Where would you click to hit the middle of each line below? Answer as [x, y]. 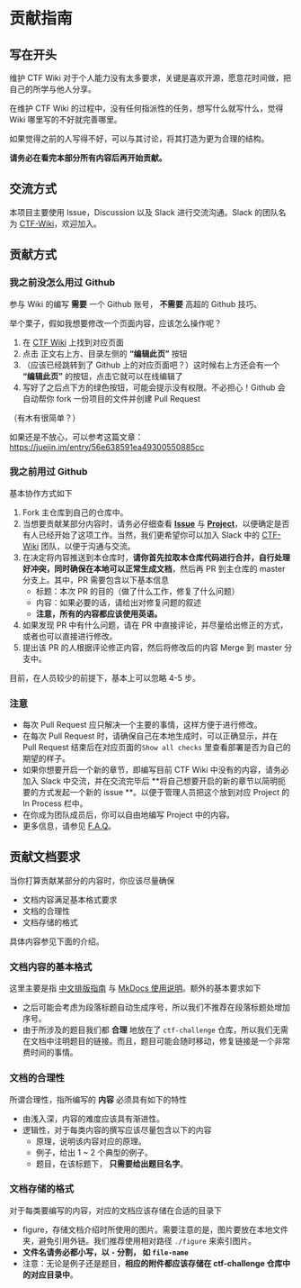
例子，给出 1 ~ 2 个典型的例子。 [94, 1152]
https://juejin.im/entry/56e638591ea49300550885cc [107, 447]
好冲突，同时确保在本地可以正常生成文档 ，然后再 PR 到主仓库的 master [154, 568]
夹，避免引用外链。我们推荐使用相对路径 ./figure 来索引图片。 [139, 1240]
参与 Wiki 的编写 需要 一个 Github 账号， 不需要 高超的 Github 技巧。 [136, 304]
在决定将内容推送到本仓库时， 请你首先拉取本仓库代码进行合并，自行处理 [156, 557]
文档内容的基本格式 [51, 966]
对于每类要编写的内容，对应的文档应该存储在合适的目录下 [115, 1210]
